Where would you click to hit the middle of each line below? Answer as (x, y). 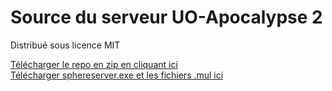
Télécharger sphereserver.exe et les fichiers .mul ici (117, 75)
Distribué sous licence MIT (65, 45)
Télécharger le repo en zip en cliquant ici (94, 64)
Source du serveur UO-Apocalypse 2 (166, 17)
